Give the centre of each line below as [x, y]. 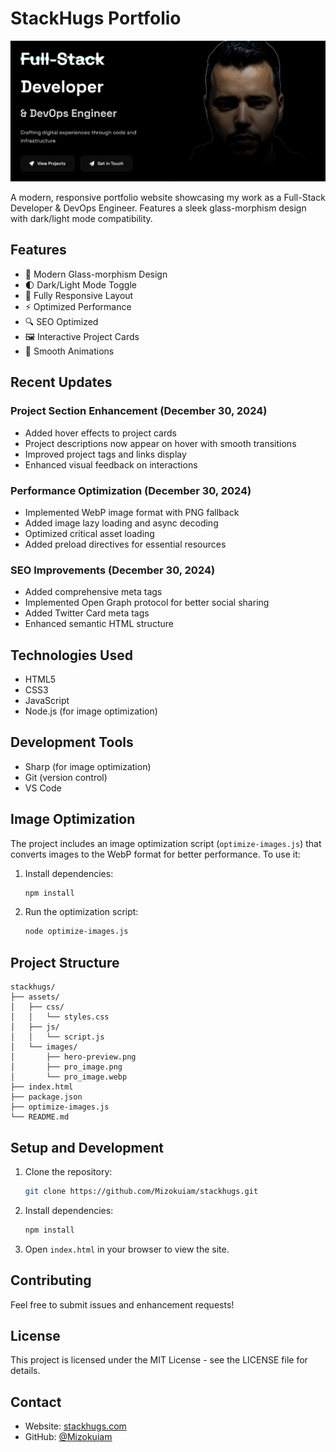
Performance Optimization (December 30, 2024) [131, 490]
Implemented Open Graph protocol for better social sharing [147, 603]
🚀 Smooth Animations [69, 351]
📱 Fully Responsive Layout [79, 295]
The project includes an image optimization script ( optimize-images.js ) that [166, 843]
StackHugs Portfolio [96, 18]
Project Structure [65, 962]
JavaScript [47, 700]
